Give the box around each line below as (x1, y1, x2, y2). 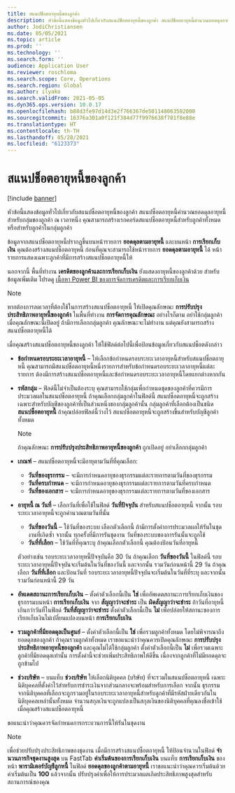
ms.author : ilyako (7, 88, 61, 95)
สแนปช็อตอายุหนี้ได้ (7, 326, 52, 335)
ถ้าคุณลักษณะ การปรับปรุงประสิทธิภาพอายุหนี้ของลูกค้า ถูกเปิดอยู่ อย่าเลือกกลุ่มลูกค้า (17, 443, 208, 451)
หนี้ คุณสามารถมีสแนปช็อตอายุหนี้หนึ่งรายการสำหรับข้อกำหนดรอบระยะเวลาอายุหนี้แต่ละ (17, 362, 215, 371)
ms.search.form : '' (7, 56, 64, 63)
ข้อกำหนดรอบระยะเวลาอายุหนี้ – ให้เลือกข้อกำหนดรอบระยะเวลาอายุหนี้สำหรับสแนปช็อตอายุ (17, 354, 225, 363)
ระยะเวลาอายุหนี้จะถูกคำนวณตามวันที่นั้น (17, 509, 111, 517)
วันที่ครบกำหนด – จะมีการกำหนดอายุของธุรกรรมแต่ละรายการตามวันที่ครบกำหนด (27, 479, 211, 487)
